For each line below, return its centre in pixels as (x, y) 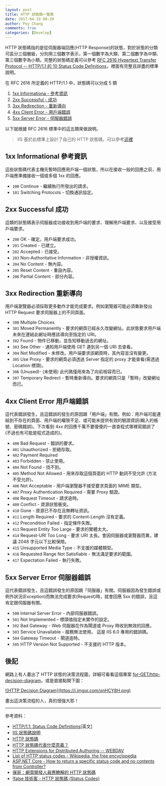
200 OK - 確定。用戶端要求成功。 (45, 239)
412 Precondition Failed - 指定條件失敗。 (53, 523)
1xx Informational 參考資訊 (46, 157)
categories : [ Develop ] (28, 33)
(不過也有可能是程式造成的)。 (35, 433)
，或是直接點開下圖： (62, 680)
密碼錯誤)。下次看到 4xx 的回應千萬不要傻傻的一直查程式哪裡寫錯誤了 (84, 427)
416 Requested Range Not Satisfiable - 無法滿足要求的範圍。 (73, 554)
